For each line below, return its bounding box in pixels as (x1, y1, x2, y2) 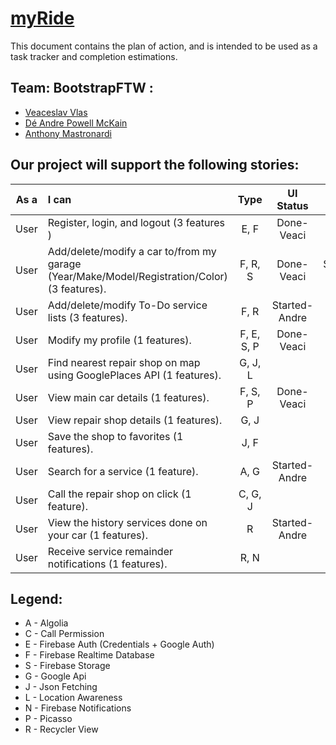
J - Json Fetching (24, 681, 98, 693)
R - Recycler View (24, 723, 99, 736)
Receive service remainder (47, 544, 173, 558)
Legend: (10, 590, 63, 607)
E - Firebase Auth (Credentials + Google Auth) (24, 638, 215, 651)
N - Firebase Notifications (24, 702, 132, 714)
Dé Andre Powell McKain (24, 117, 128, 129)
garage (47, 257, 82, 271)
